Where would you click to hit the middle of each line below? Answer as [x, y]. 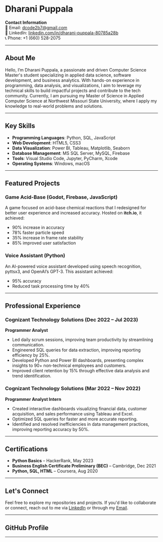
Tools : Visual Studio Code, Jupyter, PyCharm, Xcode [65, 158]
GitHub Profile [27, 528]
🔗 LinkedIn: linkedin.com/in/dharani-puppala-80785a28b [62, 33]
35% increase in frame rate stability [48, 238]
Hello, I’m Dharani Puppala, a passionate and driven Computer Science [76, 70]
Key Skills [20, 126]
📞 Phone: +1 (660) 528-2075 [33, 38]
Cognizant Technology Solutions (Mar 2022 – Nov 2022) [73, 389]
